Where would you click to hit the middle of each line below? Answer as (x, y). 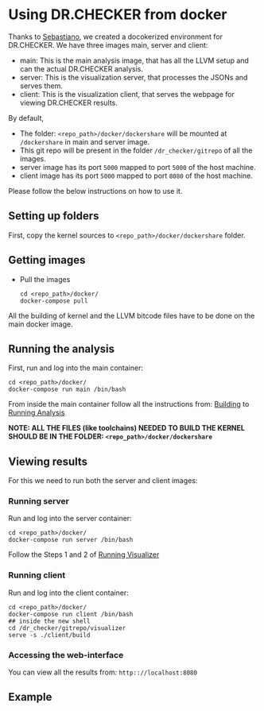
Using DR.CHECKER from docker (118, 15)
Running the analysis (62, 348)
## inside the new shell (49, 621)
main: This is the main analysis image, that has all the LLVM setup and (134, 60)
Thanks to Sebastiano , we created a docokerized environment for (115, 37)
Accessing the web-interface (66, 655)
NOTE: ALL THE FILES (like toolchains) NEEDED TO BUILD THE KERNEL (126, 428)
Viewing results (48, 461)
